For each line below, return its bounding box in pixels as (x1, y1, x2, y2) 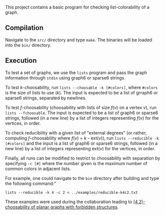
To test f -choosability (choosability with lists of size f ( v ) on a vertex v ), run (5, 104, 157, 110)
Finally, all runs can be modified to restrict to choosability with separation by (5, 155, 161, 161)
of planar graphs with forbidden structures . (31, 204, 119, 210)
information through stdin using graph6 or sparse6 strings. (5, 75, 126, 81)
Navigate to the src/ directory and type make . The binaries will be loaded (5, 37, 152, 43)
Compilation (5, 24, 43, 32)
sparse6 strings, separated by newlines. (5, 95, 87, 101)
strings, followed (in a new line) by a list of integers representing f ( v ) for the (5, 115, 159, 121)
